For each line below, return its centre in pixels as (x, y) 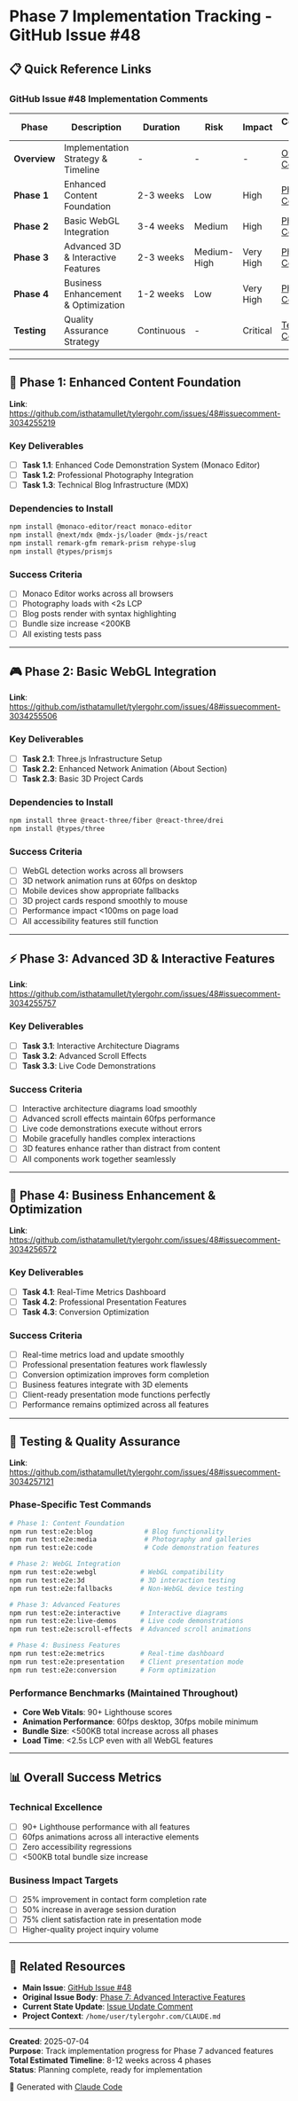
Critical (257, 330)
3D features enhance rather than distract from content (121, 1148)
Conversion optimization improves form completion (116, 1375)
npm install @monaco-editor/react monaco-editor (101, 527)
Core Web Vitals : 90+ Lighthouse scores (97, 1712)
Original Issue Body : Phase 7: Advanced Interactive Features (133, 1997)
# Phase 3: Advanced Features (65, 1604)
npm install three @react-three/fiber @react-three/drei (117, 821)
